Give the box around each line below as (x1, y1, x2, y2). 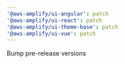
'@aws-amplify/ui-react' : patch (6, 17, 102, 24)
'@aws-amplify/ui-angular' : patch (6, 10, 109, 18)
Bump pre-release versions (6, 49, 87, 58)
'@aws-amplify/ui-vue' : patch (6, 30, 97, 37)
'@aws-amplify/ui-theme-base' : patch (6, 23, 119, 30)
